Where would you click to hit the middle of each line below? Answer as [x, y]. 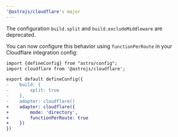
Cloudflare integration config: [42, 52]
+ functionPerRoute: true [47, 118]
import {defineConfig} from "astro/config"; [62, 63]
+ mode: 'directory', [42, 112]
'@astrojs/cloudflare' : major [43, 12]
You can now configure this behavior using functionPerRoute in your [89, 46]
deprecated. [21, 35]
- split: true [33, 90]
